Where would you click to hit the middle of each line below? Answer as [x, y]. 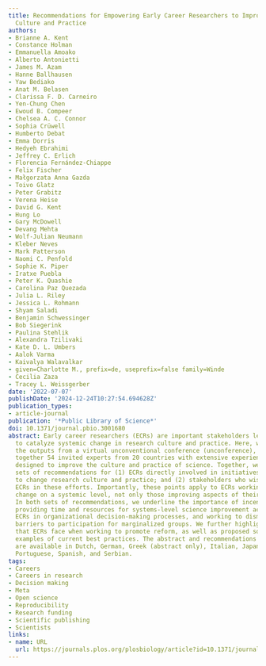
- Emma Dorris [32, 141]
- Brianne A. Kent [38, 38]
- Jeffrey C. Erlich [42, 155]
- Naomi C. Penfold [40, 258]
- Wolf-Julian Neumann [46, 237]
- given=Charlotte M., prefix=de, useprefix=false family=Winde [116, 369]
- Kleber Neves [33, 244]
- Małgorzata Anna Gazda [49, 178]
